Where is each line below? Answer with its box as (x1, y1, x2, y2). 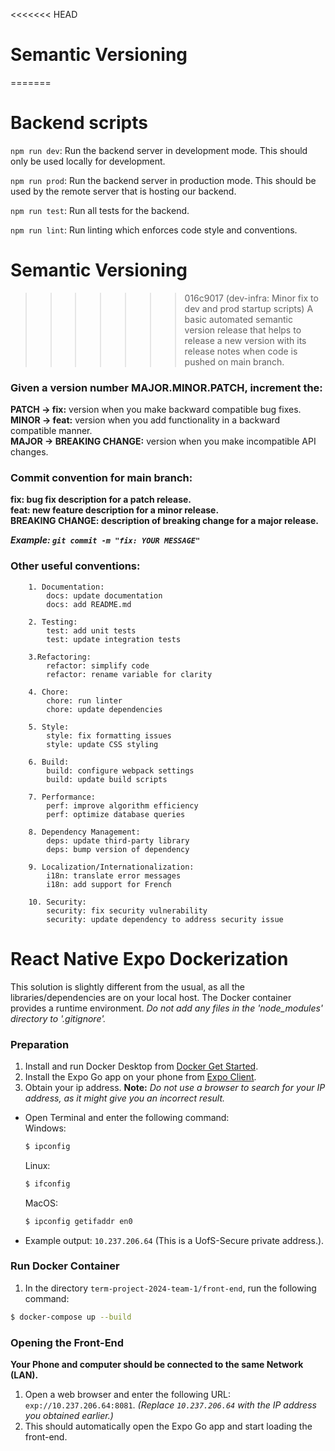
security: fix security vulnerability (46, 905, 208, 916)
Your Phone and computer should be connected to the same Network (10, 1359, 304, 1371)
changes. (10, 446, 49, 458)
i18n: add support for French (46, 879, 172, 889)
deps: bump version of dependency (46, 844, 190, 854)
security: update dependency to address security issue (46, 914, 284, 924)
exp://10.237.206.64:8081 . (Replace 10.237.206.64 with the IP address (24, 1399, 317, 1411)
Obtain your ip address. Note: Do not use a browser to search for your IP (24, 1081, 326, 1093)
